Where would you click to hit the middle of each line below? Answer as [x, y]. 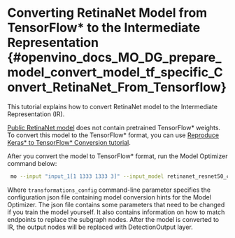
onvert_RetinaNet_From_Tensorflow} [117, 87]
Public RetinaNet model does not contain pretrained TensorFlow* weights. [114, 127]
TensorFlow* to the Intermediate [104, 28]
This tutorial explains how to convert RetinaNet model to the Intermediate [113, 106]
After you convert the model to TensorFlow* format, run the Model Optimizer [117, 156]
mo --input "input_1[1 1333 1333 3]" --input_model [87, 176]
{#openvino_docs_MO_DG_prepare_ [114, 58]
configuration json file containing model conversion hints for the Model [109, 197]
